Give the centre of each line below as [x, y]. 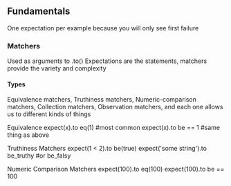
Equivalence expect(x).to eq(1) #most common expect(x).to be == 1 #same [114, 128]
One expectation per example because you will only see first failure [103, 28]
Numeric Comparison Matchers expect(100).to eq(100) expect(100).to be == [116, 169]
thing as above [28, 135]
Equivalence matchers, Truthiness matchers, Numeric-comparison [102, 100]
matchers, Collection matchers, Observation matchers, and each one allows [115, 107]
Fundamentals [39, 11]
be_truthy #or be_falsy [39, 156]
